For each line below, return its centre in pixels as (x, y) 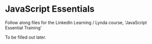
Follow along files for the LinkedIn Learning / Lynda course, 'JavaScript (76, 22)
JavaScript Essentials (50, 9)
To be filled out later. (26, 37)
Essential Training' (24, 27)
